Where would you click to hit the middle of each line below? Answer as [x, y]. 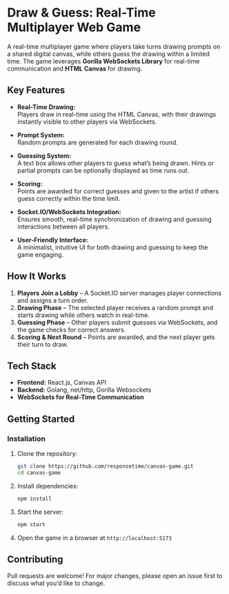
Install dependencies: [48, 486]
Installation [27, 439]
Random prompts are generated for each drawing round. [97, 142]
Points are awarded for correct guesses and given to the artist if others [118, 191]
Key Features [36, 90]
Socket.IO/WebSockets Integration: [69, 211]
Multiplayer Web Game [74, 27]
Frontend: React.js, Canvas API [62, 383]
